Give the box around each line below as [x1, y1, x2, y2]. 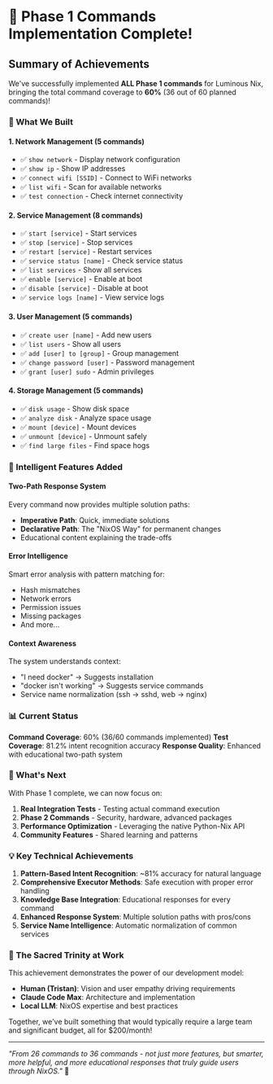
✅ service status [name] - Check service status [19, 256, 184, 266]
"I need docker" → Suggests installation [19, 672, 154, 682]
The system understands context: [8, 656, 121, 666]
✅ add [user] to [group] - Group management [19, 348, 180, 358]
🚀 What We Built [8, 116, 74, 127]
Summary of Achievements [8, 57, 150, 71]
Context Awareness [8, 639, 77, 648]
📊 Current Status [8, 710, 79, 722]
